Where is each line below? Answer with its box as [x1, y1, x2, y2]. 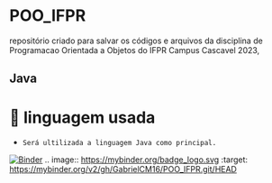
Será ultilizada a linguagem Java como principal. [22, 139, 217, 148]
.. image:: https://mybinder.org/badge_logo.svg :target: [44, 154, 249, 165]
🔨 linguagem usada [9, 107, 156, 127]
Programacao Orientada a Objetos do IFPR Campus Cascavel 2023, [9, 44, 260, 55]
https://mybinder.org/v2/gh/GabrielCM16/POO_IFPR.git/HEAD [9, 164, 237, 175]
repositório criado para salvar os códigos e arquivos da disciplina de [9, 35, 263, 46]
